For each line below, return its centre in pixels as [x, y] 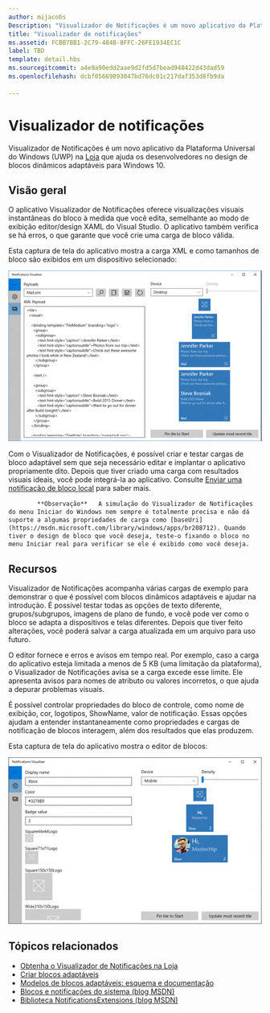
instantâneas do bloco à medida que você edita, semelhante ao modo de [129, 218]
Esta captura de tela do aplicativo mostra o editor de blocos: [108, 746]
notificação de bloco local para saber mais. [80, 488]
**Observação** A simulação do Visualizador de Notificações [145, 504]
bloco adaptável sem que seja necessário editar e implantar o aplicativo [127, 463]
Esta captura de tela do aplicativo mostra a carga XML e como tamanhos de [134, 251]
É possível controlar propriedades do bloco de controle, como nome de [126, 705]
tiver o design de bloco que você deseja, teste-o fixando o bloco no [129, 536]
